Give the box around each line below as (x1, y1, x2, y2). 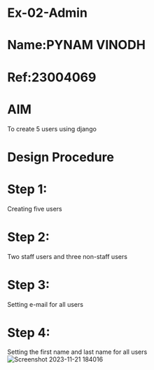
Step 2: (7, 229, 50, 245)
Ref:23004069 (7, 69, 97, 85)
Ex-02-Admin (7, 5, 87, 21)
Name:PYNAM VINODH (7, 37, 146, 53)
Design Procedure (7, 149, 114, 165)
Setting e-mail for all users (7, 300, 84, 308)
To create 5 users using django (7, 124, 97, 133)
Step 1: (7, 181, 48, 197)
